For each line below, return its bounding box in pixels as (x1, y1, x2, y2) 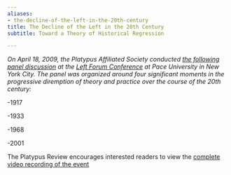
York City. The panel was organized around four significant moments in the (7, 70, 225, 78)
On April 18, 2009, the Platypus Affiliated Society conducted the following (7, 55, 220, 64)
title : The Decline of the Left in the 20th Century (7, 23, 164, 30)
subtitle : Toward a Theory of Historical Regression (7, 29, 164, 37)
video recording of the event (7, 160, 90, 169)
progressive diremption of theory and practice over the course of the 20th (7, 78, 221, 86)
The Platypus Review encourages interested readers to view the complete (7, 153, 220, 161)
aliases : (7, 10, 33, 17)
